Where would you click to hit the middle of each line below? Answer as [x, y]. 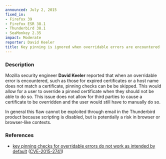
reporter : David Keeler [30, 42]
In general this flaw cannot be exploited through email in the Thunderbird [80, 111]
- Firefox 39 [19, 19]
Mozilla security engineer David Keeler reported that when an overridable [81, 75]
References [19, 135]
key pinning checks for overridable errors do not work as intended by [84, 146]
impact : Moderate [23, 38]
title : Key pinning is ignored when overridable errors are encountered [82, 47]
